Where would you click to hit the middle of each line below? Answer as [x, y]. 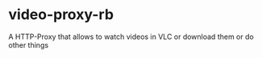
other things [29, 44]
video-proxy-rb [61, 15]
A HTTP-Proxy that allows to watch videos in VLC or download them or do [131, 37]
